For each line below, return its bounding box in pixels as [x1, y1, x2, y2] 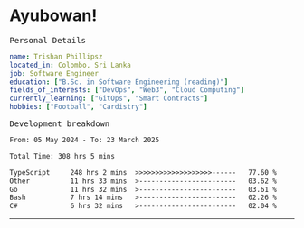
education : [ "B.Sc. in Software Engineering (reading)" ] [9, 78, 229, 87]
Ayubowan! [9, 5, 98, 26]
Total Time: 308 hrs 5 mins [9, 151, 116, 160]
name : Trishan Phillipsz [9, 51, 103, 61]
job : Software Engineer [9, 68, 100, 78]
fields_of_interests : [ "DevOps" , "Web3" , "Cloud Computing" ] [9, 86, 245, 95]
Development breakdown [9, 119, 110, 129]
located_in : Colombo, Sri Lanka [9, 60, 131, 69]
